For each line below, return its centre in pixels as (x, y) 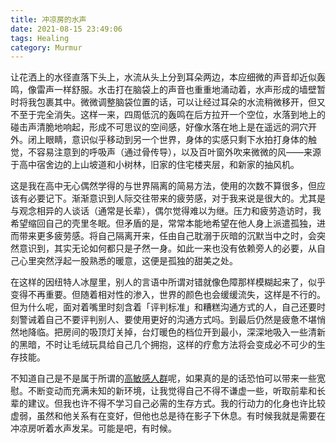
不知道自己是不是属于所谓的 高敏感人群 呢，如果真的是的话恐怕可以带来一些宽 (168, 378)
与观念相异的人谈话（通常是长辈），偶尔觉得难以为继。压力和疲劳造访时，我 (166, 211)
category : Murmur (46, 47)
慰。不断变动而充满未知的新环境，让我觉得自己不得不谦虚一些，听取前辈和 (163, 391)
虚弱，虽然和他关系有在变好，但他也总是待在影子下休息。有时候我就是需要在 (168, 416)
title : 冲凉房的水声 (48, 19)
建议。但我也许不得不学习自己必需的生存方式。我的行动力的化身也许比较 (176, 403)
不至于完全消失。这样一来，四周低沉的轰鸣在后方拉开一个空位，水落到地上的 (168, 115)
